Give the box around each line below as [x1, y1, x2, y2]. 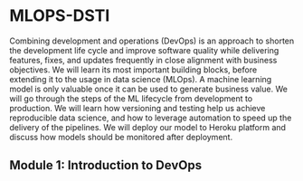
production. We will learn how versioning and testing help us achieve [9, 102, 266, 113]
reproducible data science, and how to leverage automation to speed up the [9, 112, 292, 123]
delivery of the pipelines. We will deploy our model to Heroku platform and [9, 121, 287, 132]
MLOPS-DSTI [9, 5, 110, 26]
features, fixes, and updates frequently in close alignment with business [9, 54, 278, 65]
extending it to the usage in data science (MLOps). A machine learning [9, 73, 272, 84]
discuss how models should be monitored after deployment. [9, 131, 233, 142]
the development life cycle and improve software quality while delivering [9, 44, 279, 55]
